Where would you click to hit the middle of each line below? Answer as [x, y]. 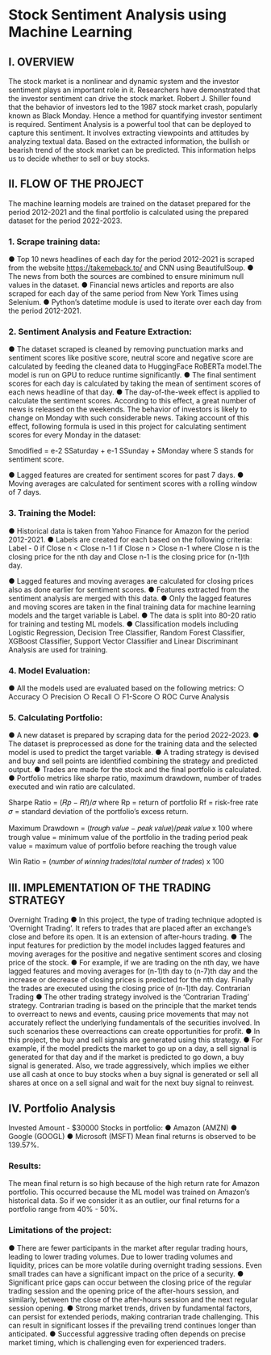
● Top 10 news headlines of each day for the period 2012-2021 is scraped [131, 260]
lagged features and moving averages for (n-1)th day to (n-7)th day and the [133, 971]
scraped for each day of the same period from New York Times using [123, 293]
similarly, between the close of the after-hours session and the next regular [133, 1299]
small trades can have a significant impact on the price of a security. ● [126, 1273]
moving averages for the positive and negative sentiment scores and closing [135, 954]
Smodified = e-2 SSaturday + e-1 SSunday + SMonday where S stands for [131, 451]
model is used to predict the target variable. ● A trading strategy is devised [134, 753]
